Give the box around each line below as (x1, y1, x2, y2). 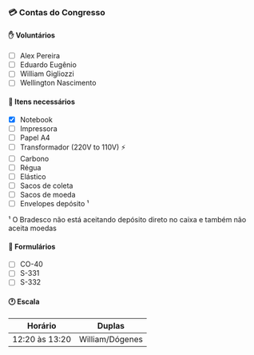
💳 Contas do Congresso (8, 6, 105, 18)
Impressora (19, 123, 58, 134)
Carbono (19, 154, 50, 163)
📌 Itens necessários (8, 97, 76, 106)
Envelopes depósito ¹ (19, 199, 89, 209)
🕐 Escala (8, 297, 40, 306)
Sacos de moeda (19, 190, 76, 200)
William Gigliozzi (19, 69, 74, 78)
